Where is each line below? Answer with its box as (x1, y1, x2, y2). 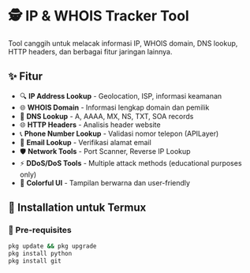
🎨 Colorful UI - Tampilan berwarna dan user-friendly (19, 178, 191, 187)
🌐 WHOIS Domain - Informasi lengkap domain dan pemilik (19, 103, 210, 112)
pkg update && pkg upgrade (8, 242, 97, 250)
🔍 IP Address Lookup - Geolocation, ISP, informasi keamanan (19, 91, 222, 100)
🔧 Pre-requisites (8, 225, 73, 236)
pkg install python (8, 250, 73, 258)
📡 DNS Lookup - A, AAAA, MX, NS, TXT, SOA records (19, 111, 194, 121)
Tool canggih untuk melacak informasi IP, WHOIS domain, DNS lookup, (8, 38, 238, 48)
